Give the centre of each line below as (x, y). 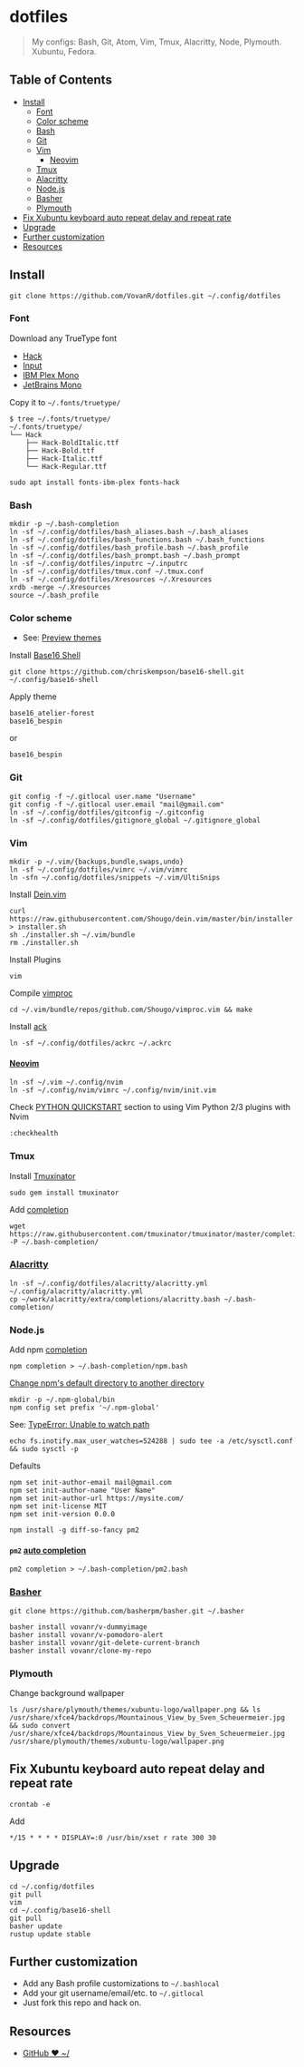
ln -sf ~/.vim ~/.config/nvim (66, 1082)
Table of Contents (61, 80)
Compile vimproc (41, 993)
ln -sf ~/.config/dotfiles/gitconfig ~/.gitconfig (107, 812)
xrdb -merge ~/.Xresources (60, 588)
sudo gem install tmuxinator (64, 1193)
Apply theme (33, 697)
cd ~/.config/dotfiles (52, 1887)
